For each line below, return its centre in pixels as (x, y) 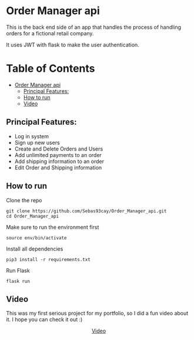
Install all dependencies (35, 249)
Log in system (31, 136)
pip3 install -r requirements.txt (48, 259)
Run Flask (18, 270)
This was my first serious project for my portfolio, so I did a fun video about (97, 314)
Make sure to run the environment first (53, 227)
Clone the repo (24, 200)
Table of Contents (51, 69)
